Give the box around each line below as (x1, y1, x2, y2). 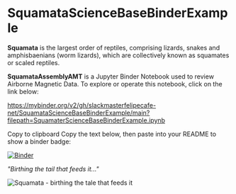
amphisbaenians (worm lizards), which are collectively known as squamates (7, 51, 230, 59)
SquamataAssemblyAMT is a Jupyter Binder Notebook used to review (7, 72, 215, 81)
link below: (7, 87, 39, 96)
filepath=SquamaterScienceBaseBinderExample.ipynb (7, 115, 165, 125)
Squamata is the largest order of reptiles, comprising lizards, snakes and (7, 43, 220, 52)
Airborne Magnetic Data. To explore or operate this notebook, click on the (7, 79, 223, 88)
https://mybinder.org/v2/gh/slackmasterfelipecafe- (7, 101, 157, 109)
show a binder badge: (7, 137, 72, 146)
